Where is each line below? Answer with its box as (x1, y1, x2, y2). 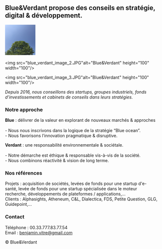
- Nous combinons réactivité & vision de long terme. (5, 158, 109, 164)
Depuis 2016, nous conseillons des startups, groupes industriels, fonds (5, 89, 147, 95)
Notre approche (5, 106, 43, 113)
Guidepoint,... (5, 201, 32, 207)
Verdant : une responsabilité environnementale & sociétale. (5, 142, 124, 148)
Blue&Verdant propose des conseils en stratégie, (5, 4, 156, 12)
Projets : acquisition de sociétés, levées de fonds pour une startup (5, 181, 137, 186)
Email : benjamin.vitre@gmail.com (5, 230, 73, 235)
